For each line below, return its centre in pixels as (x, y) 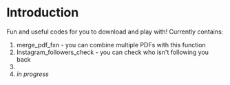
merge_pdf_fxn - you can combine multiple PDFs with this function (111, 45)
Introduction (43, 13)
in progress (32, 74)
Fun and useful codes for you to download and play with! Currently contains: (115, 32)
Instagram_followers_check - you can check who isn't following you (113, 52)
